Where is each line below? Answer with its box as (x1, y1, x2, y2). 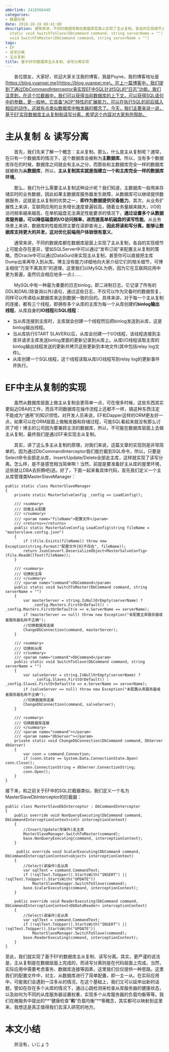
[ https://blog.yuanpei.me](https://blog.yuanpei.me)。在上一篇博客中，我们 (5, 80, 159, 86)
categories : (5, 12, 30, 17)
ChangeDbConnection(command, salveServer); (23, 702, 116, 707)
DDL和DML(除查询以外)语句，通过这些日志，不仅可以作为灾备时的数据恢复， (5, 289, 164, 295)
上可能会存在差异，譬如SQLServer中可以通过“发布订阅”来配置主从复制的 (5, 246, 155, 252)
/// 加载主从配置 (14, 507, 46, 512)
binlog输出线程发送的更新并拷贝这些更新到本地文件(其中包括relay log (12, 343, 155, 349)
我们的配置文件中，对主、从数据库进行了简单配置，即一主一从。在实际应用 (5, 973, 159, 979)
